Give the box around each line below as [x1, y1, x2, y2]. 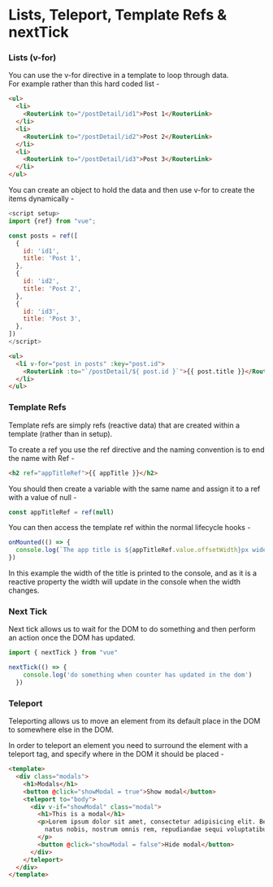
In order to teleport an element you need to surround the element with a [8, 741, 249, 750]
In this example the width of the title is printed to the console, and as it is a [8, 568, 258, 578]
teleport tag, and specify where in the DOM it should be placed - [8, 750, 225, 759]
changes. [8, 585, 40, 595]
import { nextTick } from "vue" [8, 649, 118, 657]
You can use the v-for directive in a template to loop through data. [8, 71, 229, 80]
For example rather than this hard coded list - [8, 79, 160, 89]
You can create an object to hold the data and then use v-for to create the [8, 185, 255, 195]
